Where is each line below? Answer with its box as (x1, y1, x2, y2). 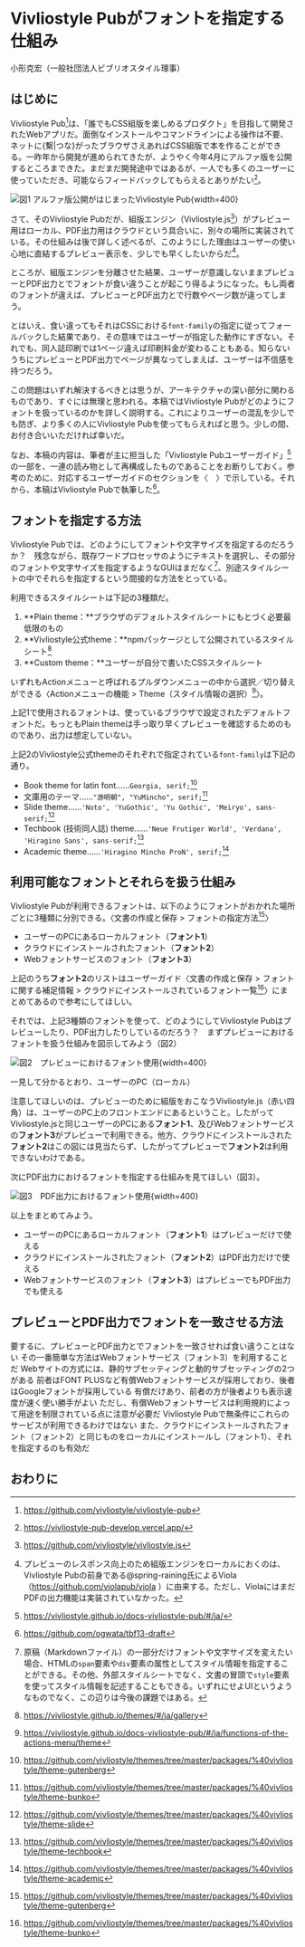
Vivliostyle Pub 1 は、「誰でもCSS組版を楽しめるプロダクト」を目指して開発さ (10, 116, 295, 129)
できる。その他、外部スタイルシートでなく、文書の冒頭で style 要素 (39, 1669, 291, 1680)
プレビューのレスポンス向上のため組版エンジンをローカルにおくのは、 (23, 1558, 286, 1569)
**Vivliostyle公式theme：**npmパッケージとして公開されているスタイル (23, 635, 294, 645)
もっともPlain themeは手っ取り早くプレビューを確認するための (49, 719, 284, 730)
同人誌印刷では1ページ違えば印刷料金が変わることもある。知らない (41, 343, 291, 354)
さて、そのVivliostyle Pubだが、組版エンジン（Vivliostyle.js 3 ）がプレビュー (10, 212, 291, 224)
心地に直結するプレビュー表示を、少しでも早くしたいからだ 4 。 (10, 246, 245, 259)
